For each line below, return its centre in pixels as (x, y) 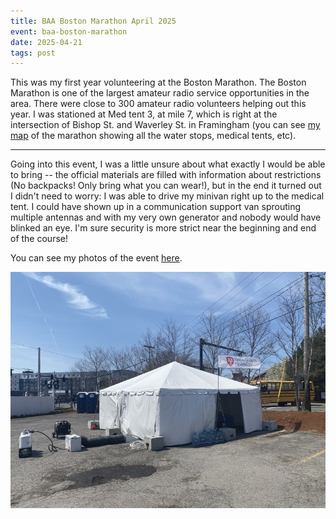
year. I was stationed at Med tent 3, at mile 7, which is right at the (144, 114)
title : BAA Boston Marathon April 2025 (93, 21)
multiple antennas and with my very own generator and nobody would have (166, 217)
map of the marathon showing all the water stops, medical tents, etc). (153, 136)
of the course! (39, 239)
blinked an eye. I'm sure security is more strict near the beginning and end (163, 228)
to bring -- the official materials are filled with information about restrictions (166, 175)
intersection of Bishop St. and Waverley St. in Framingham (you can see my (165, 125)
